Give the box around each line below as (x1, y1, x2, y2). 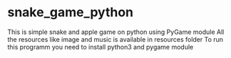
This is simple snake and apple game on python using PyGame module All (7, 28, 225, 36)
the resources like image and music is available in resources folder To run (7, 35, 223, 43)
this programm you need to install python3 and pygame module (7, 42, 194, 51)
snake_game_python (7, 4, 134, 21)
